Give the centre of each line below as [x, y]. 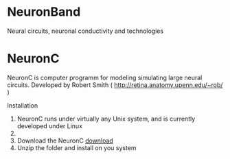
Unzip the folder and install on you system [77, 147]
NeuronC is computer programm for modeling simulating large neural [105, 77]
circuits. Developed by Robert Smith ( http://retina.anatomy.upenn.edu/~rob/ [115, 85]
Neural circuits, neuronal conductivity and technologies [85, 31]
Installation [23, 105]
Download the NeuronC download [65, 140]
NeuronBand [44, 12]
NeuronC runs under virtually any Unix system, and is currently [106, 119]
